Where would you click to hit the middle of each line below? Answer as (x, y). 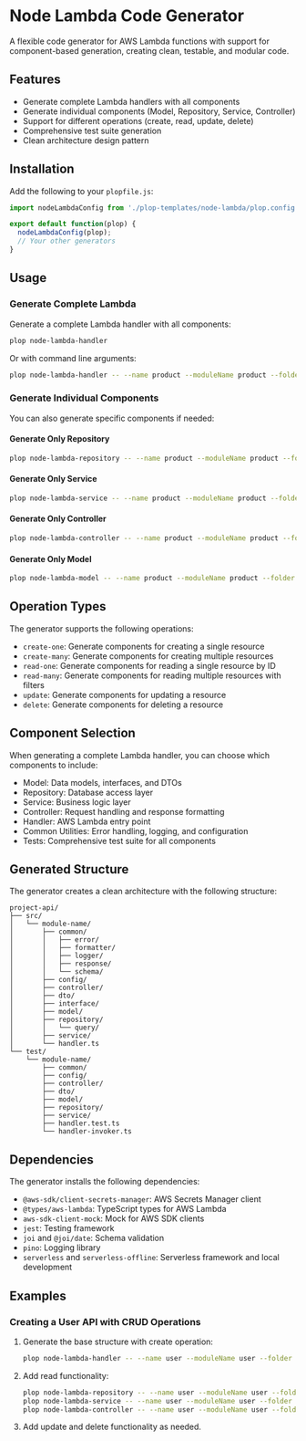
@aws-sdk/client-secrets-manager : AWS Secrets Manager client (142, 1199)
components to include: (54, 765)
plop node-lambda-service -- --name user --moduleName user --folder (158, 1401)
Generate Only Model (51, 559)
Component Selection (73, 733)
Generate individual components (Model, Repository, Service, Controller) (159, 111)
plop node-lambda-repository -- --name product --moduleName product (144, 458)
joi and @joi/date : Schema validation (93, 1238)
